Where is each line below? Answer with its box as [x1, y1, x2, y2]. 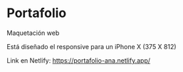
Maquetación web [6, 29, 60, 37]
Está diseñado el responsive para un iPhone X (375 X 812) [6, 42, 177, 51]
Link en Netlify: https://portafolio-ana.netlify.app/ [6, 56, 151, 65]
